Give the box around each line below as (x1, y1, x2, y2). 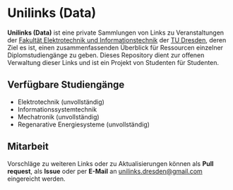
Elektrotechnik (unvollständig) (17, 97, 104, 106)
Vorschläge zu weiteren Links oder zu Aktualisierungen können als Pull (7, 159, 214, 167)
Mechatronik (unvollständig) (17, 112, 100, 121)
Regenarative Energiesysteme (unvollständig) (17, 120, 150, 129)
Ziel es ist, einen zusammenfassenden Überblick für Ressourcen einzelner (7, 43, 224, 52)
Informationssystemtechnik (17, 105, 97, 114)
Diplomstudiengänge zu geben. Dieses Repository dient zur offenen (7, 51, 205, 59)
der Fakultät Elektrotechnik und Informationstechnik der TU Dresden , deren (7, 35, 227, 44)
